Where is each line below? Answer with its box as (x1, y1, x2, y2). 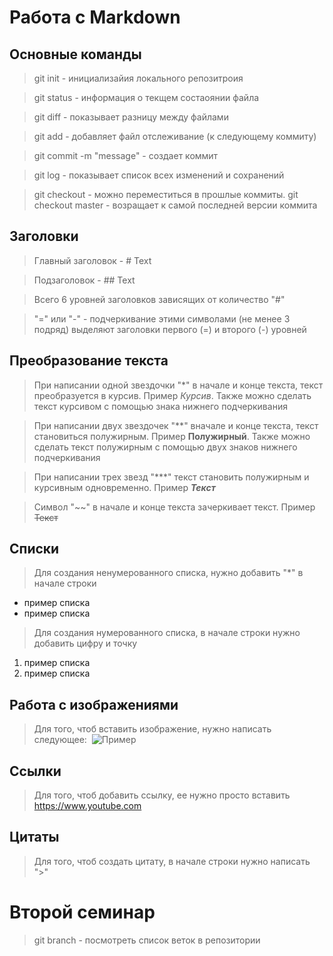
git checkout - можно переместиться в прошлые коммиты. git (33, 189, 299, 200)
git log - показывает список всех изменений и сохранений (33, 169, 285, 181)
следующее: (33, 734, 87, 746)
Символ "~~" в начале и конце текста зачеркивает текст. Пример (33, 501, 316, 513)
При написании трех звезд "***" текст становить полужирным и (33, 471, 310, 483)
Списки (9, 541, 60, 558)
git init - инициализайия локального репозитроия (33, 72, 244, 84)
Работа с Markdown (9, 6, 181, 29)
